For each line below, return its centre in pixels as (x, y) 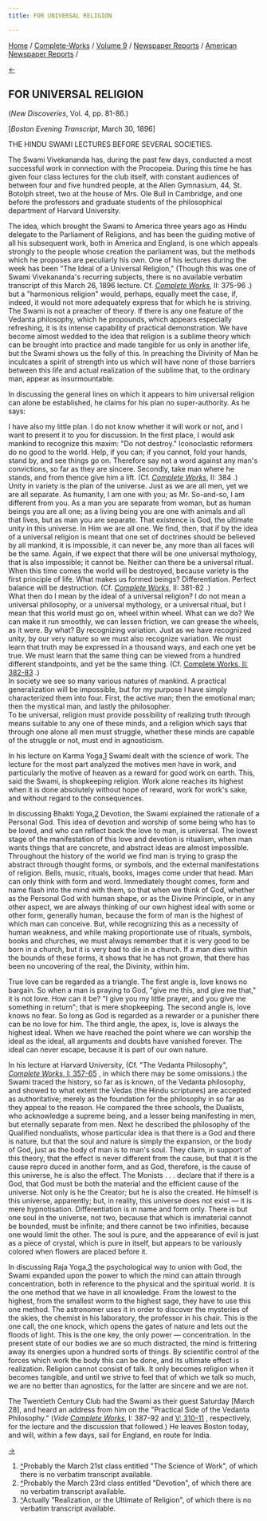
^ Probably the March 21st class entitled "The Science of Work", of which (139, 1466)
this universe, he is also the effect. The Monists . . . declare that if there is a (132, 1175)
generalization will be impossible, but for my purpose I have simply (118, 689)
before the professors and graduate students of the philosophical (116, 202)
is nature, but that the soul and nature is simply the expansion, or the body (130, 1141)
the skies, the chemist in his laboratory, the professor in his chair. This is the (133, 1318)
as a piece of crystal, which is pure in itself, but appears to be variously (125, 1243)
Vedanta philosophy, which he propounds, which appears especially (120, 319)
